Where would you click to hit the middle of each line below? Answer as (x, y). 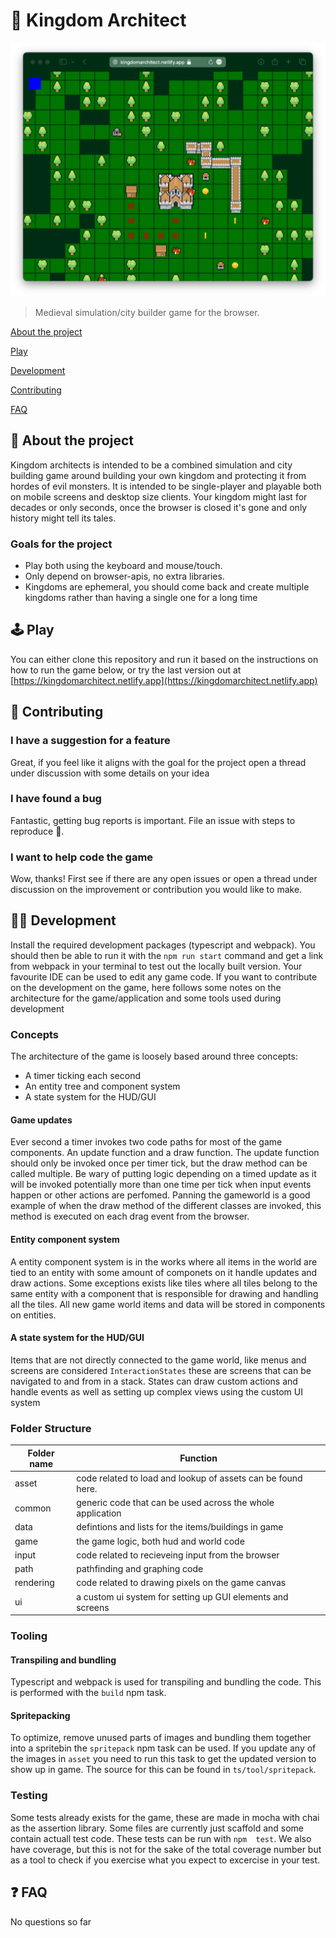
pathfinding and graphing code (140, 1569)
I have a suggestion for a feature (90, 741)
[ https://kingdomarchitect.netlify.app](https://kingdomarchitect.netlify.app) (164, 680)
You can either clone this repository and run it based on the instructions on (164, 659)
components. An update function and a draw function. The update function (165, 1153)
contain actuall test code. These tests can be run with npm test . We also (161, 1838)
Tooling (29, 1636)
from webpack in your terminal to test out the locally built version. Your (156, 966)
